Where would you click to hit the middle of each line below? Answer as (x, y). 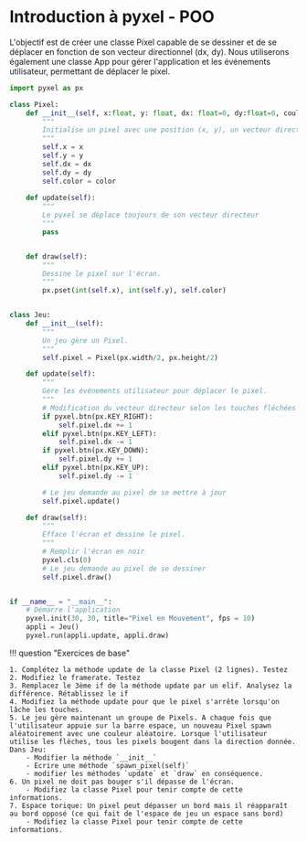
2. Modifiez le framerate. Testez (75, 677)
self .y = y (63, 156)
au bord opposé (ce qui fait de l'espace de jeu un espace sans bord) (147, 814)
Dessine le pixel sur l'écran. (102, 273)
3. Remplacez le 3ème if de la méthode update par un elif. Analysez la (151, 686)
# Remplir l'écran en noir (94, 552)
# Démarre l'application (73, 610)
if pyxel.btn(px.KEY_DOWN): (95, 451)
